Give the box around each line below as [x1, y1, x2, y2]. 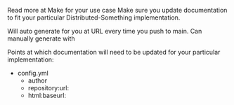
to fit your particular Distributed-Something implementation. [7, 13, 181, 22]
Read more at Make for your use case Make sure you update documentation [7, 6, 228, 14]
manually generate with [7, 34, 75, 43]
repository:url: [27, 84, 69, 92]
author [27, 76, 48, 85]
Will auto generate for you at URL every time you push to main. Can [7, 27, 202, 35]
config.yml [17, 69, 49, 77]
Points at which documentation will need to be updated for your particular [7, 48, 221, 56]
